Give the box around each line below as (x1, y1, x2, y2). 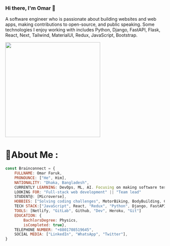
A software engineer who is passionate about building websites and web (5, 16, 157, 22)
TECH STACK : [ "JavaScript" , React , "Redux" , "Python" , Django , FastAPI (14, 203, 166, 209)
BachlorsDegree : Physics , (23, 218, 78, 223)
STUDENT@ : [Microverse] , (14, 194, 67, 199)
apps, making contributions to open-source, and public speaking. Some (5, 21, 155, 27)
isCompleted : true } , (23, 222, 67, 227)
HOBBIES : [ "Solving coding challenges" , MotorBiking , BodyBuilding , (14, 199, 162, 204)
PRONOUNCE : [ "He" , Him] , (14, 175, 67, 180)
